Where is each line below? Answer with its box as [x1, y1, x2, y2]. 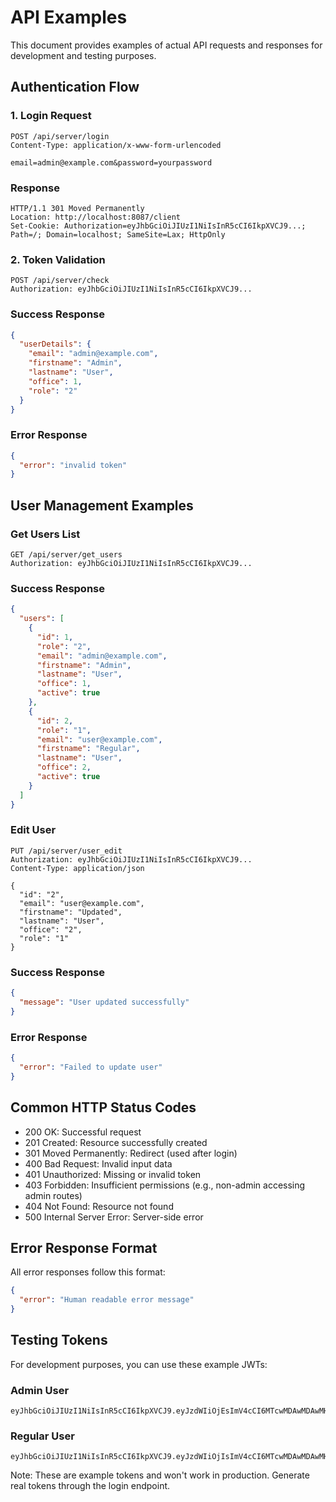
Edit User [10, 823, 57, 837]
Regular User [10, 1429, 75, 1443]
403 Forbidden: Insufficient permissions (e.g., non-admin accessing [24, 1179, 306, 1191]
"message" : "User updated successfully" [19, 997, 190, 1008]
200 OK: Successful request [24, 1126, 142, 1138]
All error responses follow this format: [10, 1266, 166, 1278]
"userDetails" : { [19, 339, 92, 350]
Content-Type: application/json [10, 863, 145, 873]
